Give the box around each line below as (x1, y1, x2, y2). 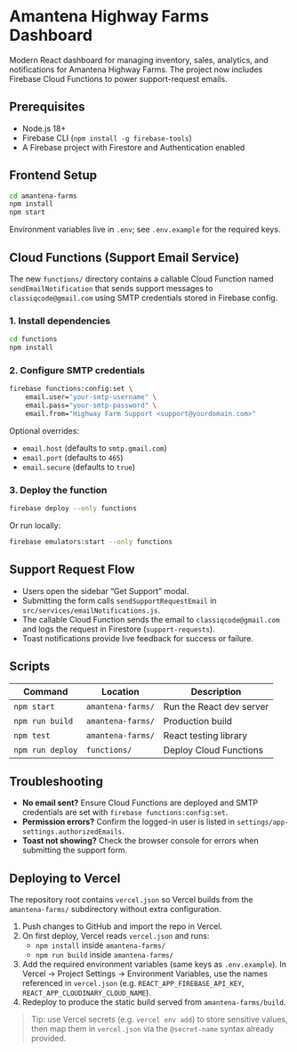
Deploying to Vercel (9, 870, 121, 885)
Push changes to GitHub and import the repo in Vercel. (21, 921, 223, 932)
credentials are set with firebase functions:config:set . (21, 807, 229, 818)
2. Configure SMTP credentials (9, 363, 145, 376)
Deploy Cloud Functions (163, 744, 264, 756)
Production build (163, 714, 233, 727)
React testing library (163, 729, 247, 741)
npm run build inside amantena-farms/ (35, 950, 174, 960)
